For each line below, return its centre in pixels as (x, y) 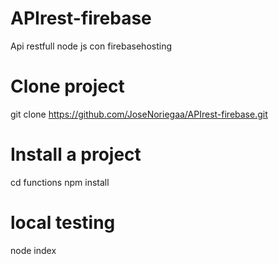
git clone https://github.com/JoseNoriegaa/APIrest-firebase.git (139, 114)
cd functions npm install (60, 182)
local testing (63, 223)
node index (33, 250)
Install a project (76, 154)
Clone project (67, 86)
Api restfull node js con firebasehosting (91, 46)
